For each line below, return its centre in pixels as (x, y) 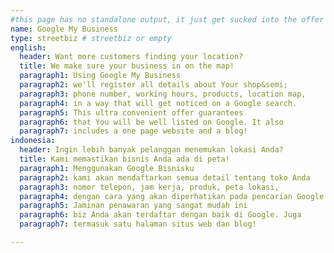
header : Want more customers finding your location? (131, 57)
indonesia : (33, 141)
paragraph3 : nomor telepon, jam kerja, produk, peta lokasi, (149, 187)
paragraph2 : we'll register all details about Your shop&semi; (153, 85)
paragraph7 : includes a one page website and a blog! (133, 131)
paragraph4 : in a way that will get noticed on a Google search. (158, 103)
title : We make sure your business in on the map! (127, 66)
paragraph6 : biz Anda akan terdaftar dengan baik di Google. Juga (160, 215)
